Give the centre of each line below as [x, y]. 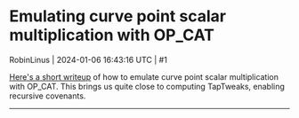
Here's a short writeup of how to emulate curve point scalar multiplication [144, 76]
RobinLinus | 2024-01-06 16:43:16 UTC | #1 [88, 59]
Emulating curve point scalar [118, 16]
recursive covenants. [48, 96]
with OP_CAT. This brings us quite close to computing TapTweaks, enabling [147, 86]
